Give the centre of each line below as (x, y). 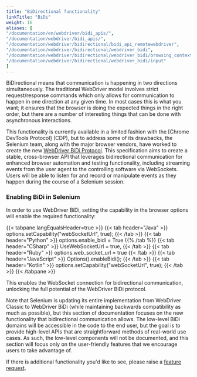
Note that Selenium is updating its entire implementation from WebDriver (94, 300)
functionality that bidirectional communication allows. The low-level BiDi (93, 319)
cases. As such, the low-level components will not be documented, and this (97, 338)
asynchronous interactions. (39, 121)
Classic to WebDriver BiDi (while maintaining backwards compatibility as (94, 306)
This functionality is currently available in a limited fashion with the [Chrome (98, 132)
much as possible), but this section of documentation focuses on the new (95, 313)
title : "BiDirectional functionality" (53, 11)
